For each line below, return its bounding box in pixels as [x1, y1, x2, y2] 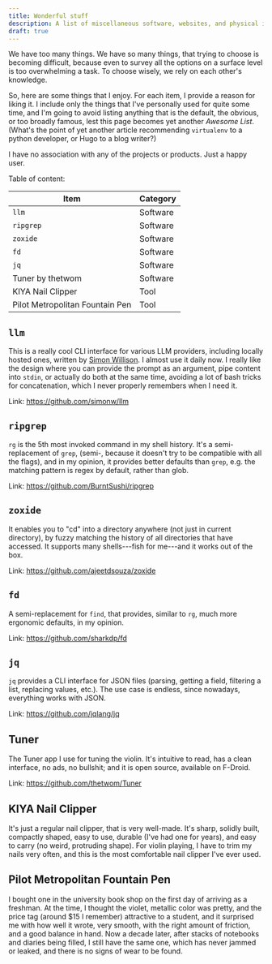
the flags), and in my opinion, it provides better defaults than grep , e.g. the [8, 457, 256, 467]
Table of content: [8, 174, 66, 183]
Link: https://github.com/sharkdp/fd [8, 633, 128, 643]
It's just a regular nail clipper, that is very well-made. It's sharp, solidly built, [8, 824, 261, 833]
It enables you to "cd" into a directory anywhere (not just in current [8, 524, 232, 534]
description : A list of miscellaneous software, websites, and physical [8, 19, 259, 28]
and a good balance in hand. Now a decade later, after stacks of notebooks [8, 928, 260, 938]
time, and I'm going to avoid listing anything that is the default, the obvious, [8, 108, 259, 118]
